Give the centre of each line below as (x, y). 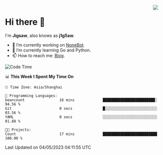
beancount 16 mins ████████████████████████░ (81, 100)
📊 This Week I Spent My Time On (39, 76)
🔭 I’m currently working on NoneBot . (48, 45)
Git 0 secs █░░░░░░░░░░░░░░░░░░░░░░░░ (81, 108)
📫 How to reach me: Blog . (38, 55)
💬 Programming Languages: (31, 96)
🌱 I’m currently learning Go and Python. (51, 50)
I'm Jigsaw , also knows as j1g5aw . (40, 35)
